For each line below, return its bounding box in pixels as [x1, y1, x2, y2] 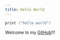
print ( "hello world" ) [5, 20, 51, 25]
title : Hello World [5, 7, 45, 12]
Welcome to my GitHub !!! [5, 29, 55, 35]
